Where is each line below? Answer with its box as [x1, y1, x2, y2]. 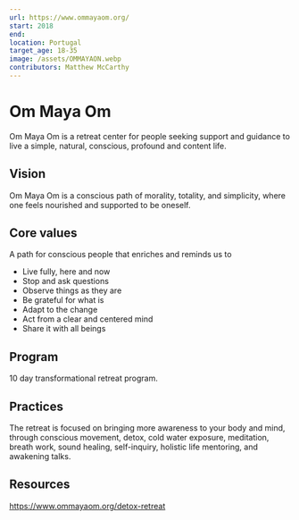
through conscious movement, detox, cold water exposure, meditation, [9, 432, 270, 443]
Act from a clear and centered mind [21, 314, 154, 324]
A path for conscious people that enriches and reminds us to [9, 249, 232, 260]
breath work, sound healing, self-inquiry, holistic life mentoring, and [9, 441, 259, 452]
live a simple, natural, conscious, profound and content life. [9, 140, 228, 151]
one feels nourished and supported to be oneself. [9, 199, 191, 210]
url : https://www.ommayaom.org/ [9, 13, 129, 22]
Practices [9, 398, 64, 414]
